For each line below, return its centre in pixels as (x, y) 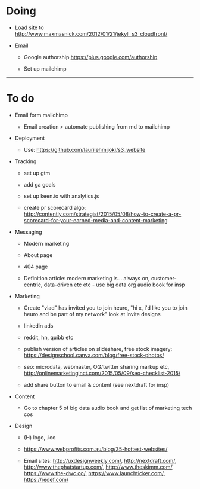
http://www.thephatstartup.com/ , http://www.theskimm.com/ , (99, 467)
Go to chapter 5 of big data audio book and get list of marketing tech (108, 408)
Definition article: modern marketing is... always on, (87, 278)
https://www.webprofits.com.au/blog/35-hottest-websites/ (96, 449)
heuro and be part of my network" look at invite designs (92, 314)
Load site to (29, 27)
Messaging (29, 232)
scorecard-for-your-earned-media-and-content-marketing (96, 220)
